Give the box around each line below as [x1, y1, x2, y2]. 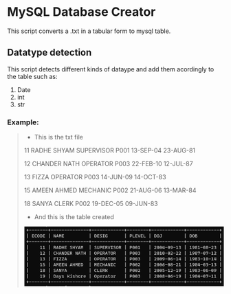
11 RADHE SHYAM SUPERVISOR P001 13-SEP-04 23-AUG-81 [23, 146, 196, 155]
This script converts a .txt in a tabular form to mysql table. [7, 27, 171, 35]
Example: [7, 117, 39, 127]
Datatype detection [7, 47, 92, 58]
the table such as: [7, 72, 58, 80]
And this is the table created [34, 213, 115, 221]
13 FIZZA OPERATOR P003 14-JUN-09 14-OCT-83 [23, 173, 166, 181]
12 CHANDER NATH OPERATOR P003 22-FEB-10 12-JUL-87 [23, 159, 194, 168]
